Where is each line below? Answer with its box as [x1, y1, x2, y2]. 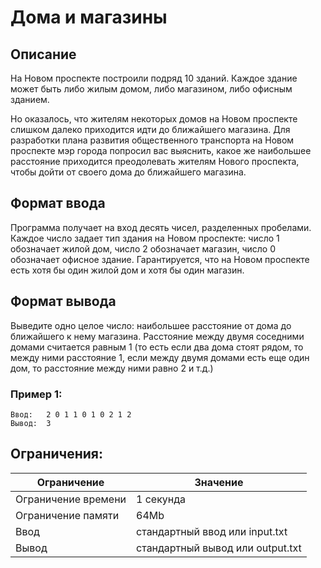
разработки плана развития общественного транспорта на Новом [10, 134, 295, 146]
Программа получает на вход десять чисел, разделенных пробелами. [10, 221, 312, 233]
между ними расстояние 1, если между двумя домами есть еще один [10, 351, 310, 363]
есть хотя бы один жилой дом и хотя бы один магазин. [10, 264, 245, 276]
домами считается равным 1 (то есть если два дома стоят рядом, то [10, 341, 304, 353]
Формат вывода [10, 293, 117, 310]
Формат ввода [10, 195, 106, 212]
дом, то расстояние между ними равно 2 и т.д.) [10, 362, 214, 374]
